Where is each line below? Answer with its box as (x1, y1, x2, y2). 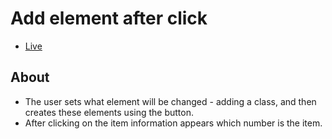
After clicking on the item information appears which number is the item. (24, 117, 323, 129)
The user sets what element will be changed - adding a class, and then (24, 95, 317, 107)
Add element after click (10, 7, 208, 30)
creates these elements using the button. (24, 106, 195, 118)
